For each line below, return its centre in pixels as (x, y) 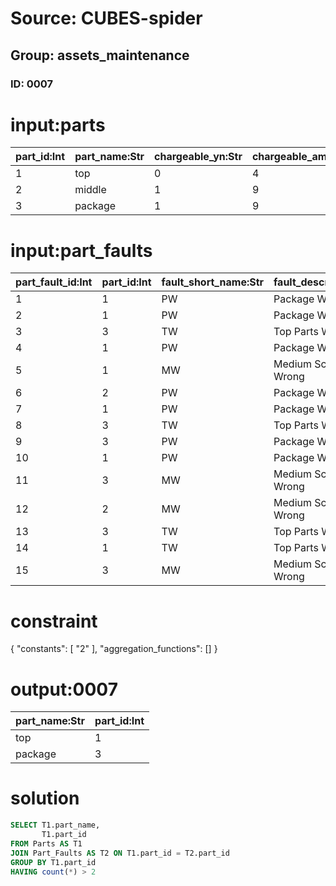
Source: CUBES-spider (106, 18)
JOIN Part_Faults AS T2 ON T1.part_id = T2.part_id (120, 853)
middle (90, 190)
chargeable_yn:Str (198, 157)
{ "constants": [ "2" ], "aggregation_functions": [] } (114, 649)
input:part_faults (81, 250)
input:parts (58, 124)
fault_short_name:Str (213, 282)
